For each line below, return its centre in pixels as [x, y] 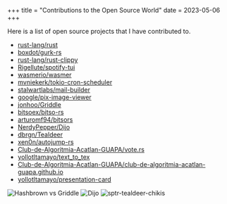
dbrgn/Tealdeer [40, 134]
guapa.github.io [40, 172]
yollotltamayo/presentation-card [64, 179]
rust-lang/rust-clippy [48, 60]
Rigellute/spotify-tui [46, 67]
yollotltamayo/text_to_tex [54, 157]
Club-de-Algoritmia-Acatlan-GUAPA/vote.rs [81, 149]
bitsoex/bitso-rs [41, 112]
